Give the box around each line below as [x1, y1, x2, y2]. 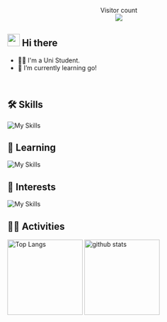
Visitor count [100, 6, 138, 14]
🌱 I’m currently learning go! [17, 63, 97, 72]
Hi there [21, 37, 58, 49]
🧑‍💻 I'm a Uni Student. [17, 56, 80, 65]
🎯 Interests [7, 181, 57, 193]
